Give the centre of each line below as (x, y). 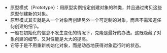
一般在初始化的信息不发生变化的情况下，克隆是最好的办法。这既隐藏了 (83, 33)
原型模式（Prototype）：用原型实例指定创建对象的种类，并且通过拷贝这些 (86, 7)
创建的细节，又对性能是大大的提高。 (52, 39)
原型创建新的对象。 (30, 14)
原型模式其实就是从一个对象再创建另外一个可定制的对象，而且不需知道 (83, 20)
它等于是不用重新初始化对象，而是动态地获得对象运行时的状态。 (77, 45)
